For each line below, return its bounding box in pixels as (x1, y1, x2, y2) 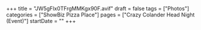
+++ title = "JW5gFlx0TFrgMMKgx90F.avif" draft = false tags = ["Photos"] (6, 5, 190, 12)
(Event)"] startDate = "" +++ (6, 18, 76, 24)
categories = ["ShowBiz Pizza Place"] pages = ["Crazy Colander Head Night (6, 11, 195, 18)
